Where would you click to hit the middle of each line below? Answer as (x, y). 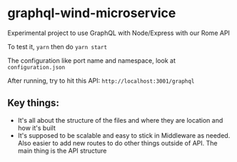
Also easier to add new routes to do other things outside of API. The (117, 143)
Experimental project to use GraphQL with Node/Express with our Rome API (119, 33)
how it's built (36, 128)
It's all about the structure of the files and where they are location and (120, 120)
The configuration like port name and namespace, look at (92, 60)
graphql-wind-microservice (92, 13)
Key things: (33, 103)
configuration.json (36, 67)
